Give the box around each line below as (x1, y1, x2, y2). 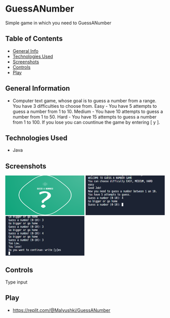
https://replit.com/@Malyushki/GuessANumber (12, 307, 111, 313)
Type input (5, 279, 28, 285)
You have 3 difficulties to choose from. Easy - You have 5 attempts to (12, 103, 157, 109)
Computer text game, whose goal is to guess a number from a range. (12, 97, 157, 104)
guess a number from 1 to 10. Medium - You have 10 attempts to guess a (12, 108, 163, 114)
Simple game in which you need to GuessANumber (5, 20, 111, 26)
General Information (5, 84, 70, 93)
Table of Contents (5, 34, 63, 43)
